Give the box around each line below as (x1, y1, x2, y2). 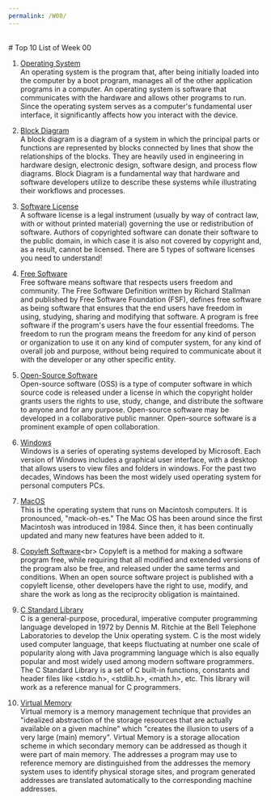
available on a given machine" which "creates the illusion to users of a (19, 723, 254, 733)
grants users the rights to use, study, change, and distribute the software (19, 396, 264, 405)
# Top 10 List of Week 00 (8, 42, 91, 53)
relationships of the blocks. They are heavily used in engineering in (19, 151, 244, 161)
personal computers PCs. (19, 480, 105, 490)
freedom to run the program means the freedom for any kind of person (19, 328, 256, 338)
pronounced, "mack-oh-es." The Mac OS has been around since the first (19, 513, 263, 523)
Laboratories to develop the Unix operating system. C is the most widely (19, 630, 261, 640)
